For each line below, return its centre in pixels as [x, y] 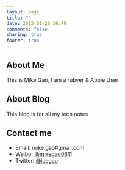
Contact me [29, 133]
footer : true [23, 40]
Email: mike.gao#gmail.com [50, 148]
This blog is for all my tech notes [47, 114]
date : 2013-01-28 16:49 [37, 23]
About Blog [28, 99]
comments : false [27, 29]
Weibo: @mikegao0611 [43, 154]
